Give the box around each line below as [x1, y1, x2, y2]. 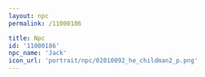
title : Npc [8, 34, 46, 42]
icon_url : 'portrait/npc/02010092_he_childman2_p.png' [8, 57, 198, 65]
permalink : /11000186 [8, 19, 82, 28]
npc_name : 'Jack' [8, 49, 68, 58]
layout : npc [8, 11, 49, 20]
